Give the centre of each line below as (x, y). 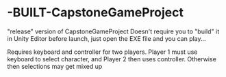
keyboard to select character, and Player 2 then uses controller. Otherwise (112, 59)
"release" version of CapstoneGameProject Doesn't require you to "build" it (113, 31)
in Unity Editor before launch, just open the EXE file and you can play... (107, 38)
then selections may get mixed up (55, 66)
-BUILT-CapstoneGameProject (95, 13)
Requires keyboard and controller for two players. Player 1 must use (102, 52)
